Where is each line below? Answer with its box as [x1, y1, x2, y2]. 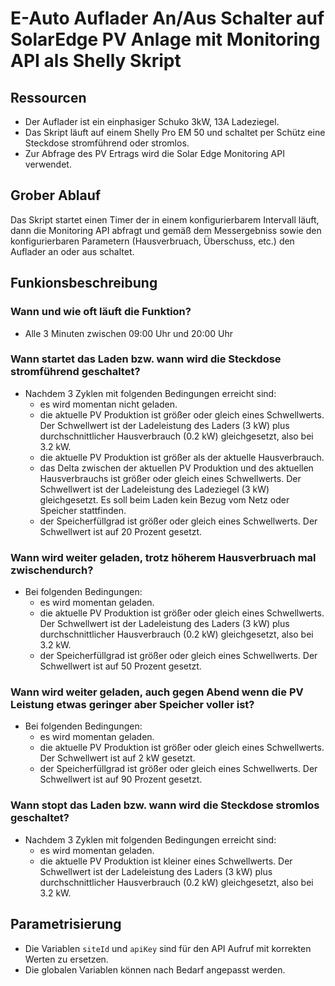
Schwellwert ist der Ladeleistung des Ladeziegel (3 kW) [39, 483, 270, 495]
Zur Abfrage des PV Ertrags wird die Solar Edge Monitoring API [24, 148, 285, 159]
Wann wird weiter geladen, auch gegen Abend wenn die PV [10, 685, 304, 699]
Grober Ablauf [10, 187, 102, 204]
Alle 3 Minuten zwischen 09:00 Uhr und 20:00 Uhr [24, 327, 234, 339]
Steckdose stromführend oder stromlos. [24, 137, 190, 149]
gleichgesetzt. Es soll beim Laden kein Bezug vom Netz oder [39, 493, 290, 506]
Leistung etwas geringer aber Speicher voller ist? [10, 698, 255, 712]
